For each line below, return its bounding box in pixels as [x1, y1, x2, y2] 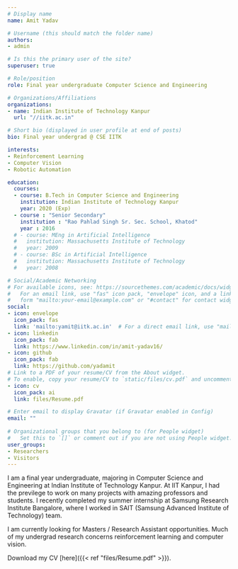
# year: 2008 [13, 264, 59, 271]
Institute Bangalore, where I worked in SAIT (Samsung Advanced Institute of [7, 504, 229, 512]
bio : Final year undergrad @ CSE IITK [7, 134, 122, 141]
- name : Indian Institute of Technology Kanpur [7, 108, 151, 115]
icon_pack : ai [13, 389, 55, 396]
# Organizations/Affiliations [7, 94, 97, 101]
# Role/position [7, 75, 55, 82]
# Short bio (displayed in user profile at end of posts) [7, 127, 182, 134]
